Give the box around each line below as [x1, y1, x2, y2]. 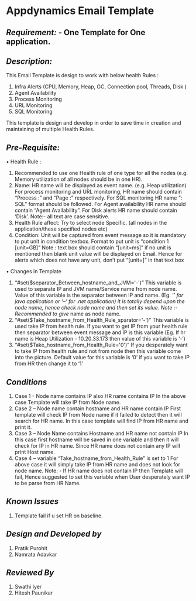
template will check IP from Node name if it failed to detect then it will [14, 411, 183, 418]
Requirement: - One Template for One [6, 28, 146, 37]
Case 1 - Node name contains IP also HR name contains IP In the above [14, 393, 186, 400]
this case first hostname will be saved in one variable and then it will [14, 436, 179, 443]
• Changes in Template [6, 268, 61, 275]
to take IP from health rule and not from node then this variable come [14, 348, 181, 355]
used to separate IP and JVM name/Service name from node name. [14, 286, 177, 293]
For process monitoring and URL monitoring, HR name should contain [14, 188, 183, 195]
